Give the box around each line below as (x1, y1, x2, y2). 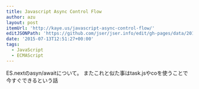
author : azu (6, 14, 36, 20)
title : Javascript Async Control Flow (6, 8, 102, 15)
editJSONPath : (6, 31, 41, 37)
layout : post (6, 19, 38, 25)
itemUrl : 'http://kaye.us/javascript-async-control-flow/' (6, 25, 155, 31)
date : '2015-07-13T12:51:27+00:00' (6, 36, 94, 42)
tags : (6, 42, 20, 48)
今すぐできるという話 (6, 77, 58, 84)
